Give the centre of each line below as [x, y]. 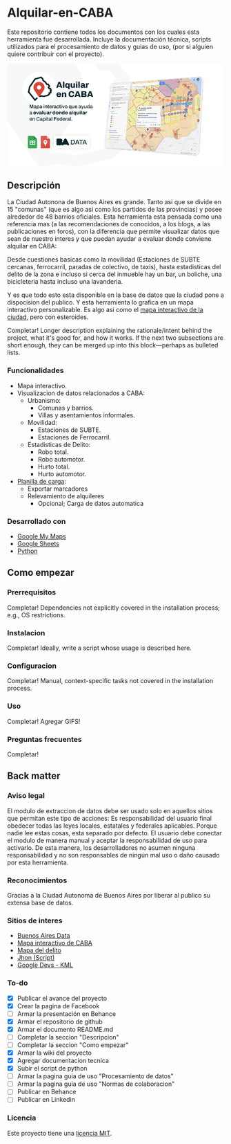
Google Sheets [38, 544]
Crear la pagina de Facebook [58, 1006]
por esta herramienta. [38, 862]
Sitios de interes [35, 920]
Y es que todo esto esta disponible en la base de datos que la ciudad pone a [115, 295]
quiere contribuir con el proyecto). [56, 54]
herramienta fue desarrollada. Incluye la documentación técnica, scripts [109, 39]
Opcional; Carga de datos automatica [90, 503]
